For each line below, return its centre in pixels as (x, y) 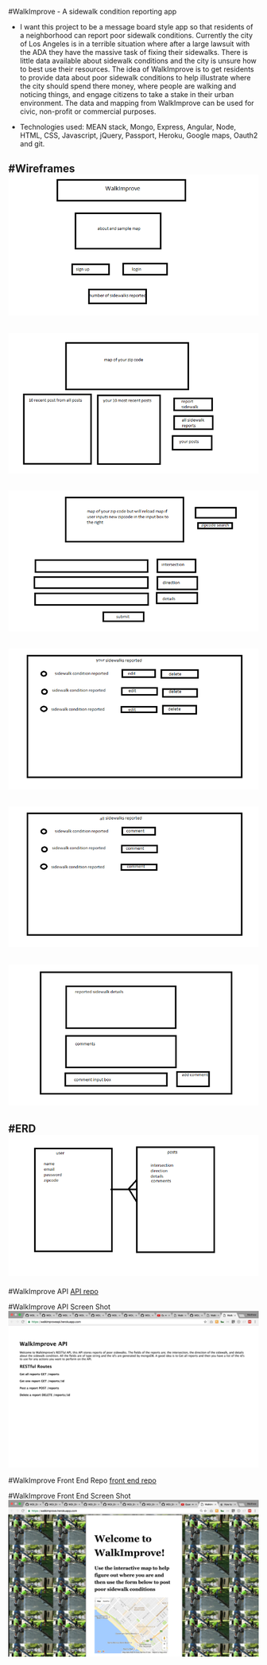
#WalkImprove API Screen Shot (60, 1306)
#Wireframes (42, 169)
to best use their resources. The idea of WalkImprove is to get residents (137, 69)
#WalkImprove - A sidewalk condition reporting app (93, 12)
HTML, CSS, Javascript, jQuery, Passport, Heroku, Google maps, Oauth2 (139, 135)
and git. (32, 144)
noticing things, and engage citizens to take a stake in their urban (127, 94)
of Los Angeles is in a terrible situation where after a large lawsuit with (135, 44)
